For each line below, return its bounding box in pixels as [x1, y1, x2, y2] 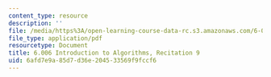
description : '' [8, 19, 63, 27]
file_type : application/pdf [8, 34, 103, 43]
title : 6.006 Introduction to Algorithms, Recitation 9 [8, 49, 200, 57]
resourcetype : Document [8, 42, 89, 50]
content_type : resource [8, 11, 89, 20]
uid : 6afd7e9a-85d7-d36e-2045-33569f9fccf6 [8, 57, 157, 65]
